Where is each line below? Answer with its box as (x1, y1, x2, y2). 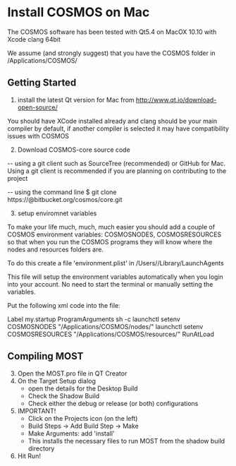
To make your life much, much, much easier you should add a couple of (7, 222, 216, 231)
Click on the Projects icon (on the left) (27, 414, 138, 422)
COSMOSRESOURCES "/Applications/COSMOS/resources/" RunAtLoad (7, 330, 215, 338)
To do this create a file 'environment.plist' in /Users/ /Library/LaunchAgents (7, 258, 224, 267)
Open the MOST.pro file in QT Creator (17, 369, 128, 378)
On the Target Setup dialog (17, 376, 97, 385)
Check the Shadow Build (27, 391, 100, 400)
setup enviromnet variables (17, 209, 97, 217)
